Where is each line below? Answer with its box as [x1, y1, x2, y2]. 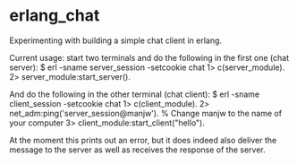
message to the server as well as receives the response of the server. [9, 144, 266, 155]
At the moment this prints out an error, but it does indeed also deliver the [9, 134, 277, 145]
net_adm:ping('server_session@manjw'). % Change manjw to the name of [9, 108, 283, 118]
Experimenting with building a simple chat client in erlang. [9, 35, 222, 46]
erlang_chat [9, 5, 100, 26]
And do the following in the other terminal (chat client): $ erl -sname [9, 89, 260, 99]
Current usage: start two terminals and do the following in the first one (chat [9, 52, 290, 63]
